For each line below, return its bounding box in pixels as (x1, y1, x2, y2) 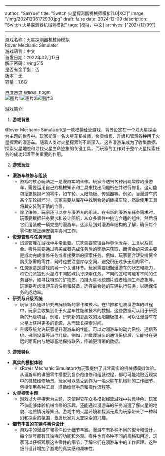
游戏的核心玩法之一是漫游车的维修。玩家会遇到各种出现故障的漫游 (19, 179, 153, 184)
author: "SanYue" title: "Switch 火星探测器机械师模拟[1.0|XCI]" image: (5, 10, 145, 16)
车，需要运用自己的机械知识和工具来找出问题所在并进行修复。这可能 (19, 185, 158, 190)
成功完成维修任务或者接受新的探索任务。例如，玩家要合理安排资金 (24, 252, 158, 258)
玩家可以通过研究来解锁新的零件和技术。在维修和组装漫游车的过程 (19, 302, 153, 307)
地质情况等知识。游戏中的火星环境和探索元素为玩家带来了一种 (28, 409, 153, 414)
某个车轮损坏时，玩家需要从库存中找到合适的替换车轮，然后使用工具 (19, 197, 158, 203)
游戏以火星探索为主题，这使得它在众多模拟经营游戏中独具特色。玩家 (19, 396, 158, 402)
